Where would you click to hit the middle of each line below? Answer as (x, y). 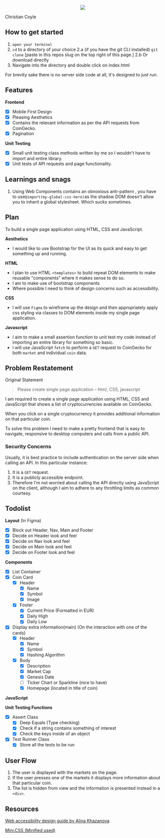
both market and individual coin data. (49, 353)
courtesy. (22, 493)
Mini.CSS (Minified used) (30, 831)
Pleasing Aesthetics (32, 117)
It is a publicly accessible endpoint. (48, 477)
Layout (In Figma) (23, 520)
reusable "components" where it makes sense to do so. (68, 278)
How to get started (34, 32)
